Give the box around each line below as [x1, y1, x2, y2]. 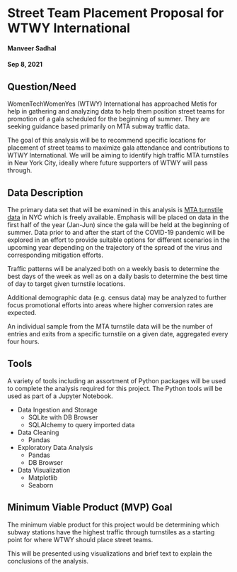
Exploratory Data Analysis [17, 443, 93, 451]
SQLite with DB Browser [28, 413, 98, 422]
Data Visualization [17, 466, 71, 474]
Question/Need [7, 80, 76, 93]
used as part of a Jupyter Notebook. [7, 392, 113, 400]
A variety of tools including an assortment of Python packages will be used [7, 376, 226, 385]
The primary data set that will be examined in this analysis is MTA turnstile [7, 206, 224, 214]
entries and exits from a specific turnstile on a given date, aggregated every [7, 330, 229, 338]
